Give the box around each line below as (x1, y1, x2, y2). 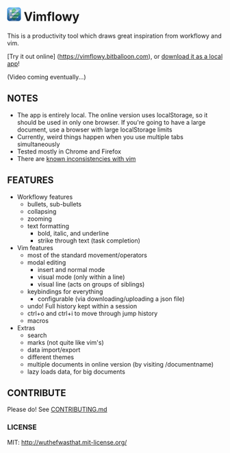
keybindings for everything (27, 287, 103, 295)
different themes (27, 353, 74, 361)
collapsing (27, 207, 57, 215)
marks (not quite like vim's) (27, 338, 104, 346)
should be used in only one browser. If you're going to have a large (16, 118, 206, 126)
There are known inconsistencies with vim (16, 154, 136, 162)
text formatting (27, 221, 70, 230)
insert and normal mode (37, 265, 105, 273)
